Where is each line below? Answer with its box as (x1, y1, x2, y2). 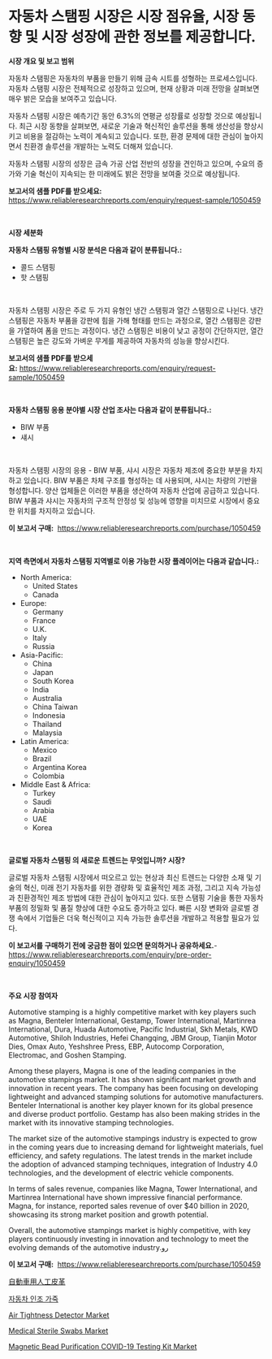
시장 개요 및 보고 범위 (8, 56, 75, 66)
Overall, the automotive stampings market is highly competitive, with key (8, 1225, 251, 1235)
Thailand (32, 719, 63, 729)
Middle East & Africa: (19, 779, 91, 789)
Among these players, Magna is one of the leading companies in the (8, 1066, 237, 1076)
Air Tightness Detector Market (8, 1309, 110, 1320)
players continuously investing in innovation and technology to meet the (8, 1234, 249, 1244)
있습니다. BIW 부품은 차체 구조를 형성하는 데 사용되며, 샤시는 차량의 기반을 (23, 475, 258, 485)
